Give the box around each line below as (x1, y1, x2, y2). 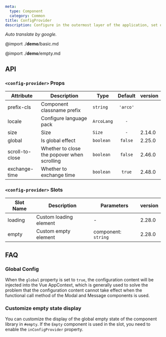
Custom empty (36, 228, 71, 235)
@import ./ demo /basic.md (5, 41, 59, 47)
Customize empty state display (5, 304, 82, 311)
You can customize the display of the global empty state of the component (5, 316, 157, 322)
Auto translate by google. (5, 32, 57, 37)
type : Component (9, 8, 43, 14)
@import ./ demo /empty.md (5, 50, 61, 56)
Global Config (5, 265, 39, 272)
